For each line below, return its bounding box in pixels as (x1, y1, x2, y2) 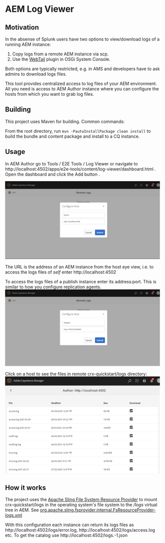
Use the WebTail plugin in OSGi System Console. (12, 56, 110, 62)
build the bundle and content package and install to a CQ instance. (5, 133, 140, 139)
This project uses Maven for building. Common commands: (5, 118, 125, 124)
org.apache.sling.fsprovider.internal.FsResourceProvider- (40, 507, 156, 513)
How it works (5, 483, 46, 492)
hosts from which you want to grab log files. (5, 91, 94, 97)
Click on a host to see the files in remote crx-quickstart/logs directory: (5, 371, 147, 377)
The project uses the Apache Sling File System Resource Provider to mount (5, 497, 158, 503)
